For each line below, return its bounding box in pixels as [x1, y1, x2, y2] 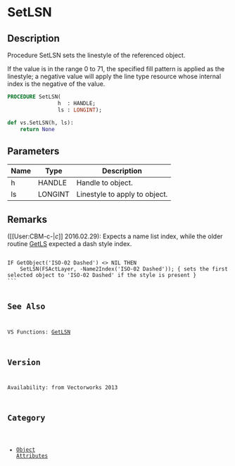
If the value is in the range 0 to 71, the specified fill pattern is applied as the [7, 65, 225, 73]
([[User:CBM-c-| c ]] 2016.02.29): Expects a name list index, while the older [7, 232, 223, 240]
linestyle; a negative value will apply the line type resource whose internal [7, 72, 222, 80]
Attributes [16, 452, 48, 459]
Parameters [7, 145, 60, 157]
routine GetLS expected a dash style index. [7, 240, 132, 247]
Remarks [7, 213, 48, 226]
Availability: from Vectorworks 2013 [7, 384, 118, 391]
